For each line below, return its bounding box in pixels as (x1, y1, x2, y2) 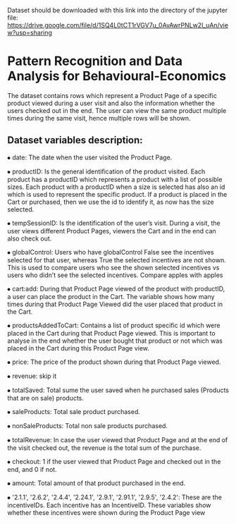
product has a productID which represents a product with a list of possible (7, 175, 223, 183)
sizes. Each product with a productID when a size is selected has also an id (7, 183, 225, 191)
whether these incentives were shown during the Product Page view (7, 508, 206, 517)
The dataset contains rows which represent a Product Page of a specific (7, 91, 217, 99)
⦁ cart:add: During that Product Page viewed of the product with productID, (7, 284, 225, 293)
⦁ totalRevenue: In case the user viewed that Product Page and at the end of (7, 435, 228, 444)
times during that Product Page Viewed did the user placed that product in (7, 300, 223, 308)
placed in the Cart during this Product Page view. (7, 343, 150, 352)
